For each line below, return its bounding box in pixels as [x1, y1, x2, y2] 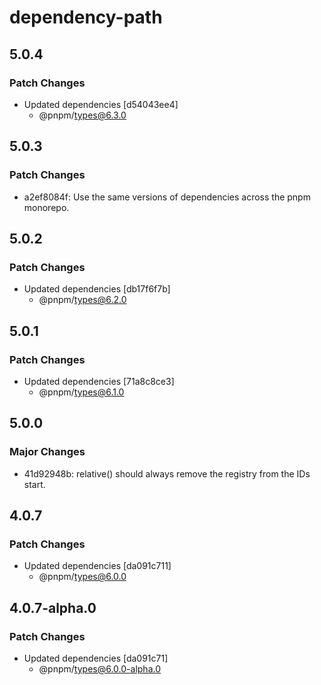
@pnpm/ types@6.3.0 [38, 109, 127, 121]
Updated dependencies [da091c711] [23, 560, 172, 572]
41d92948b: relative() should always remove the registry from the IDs [23, 467, 311, 480]
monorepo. [23, 201, 70, 213]
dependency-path [9, 6, 163, 29]
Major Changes [9, 445, 86, 459]
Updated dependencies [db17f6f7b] [23, 283, 171, 295]
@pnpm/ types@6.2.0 [38, 294, 127, 306]
